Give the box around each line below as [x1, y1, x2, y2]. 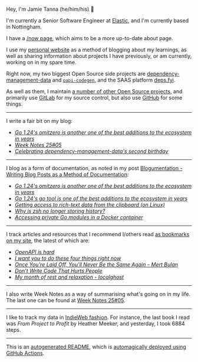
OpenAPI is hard [14, 249, 55, 255]
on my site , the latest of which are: [6, 237, 90, 244]
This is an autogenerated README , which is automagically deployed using [6, 343, 187, 350]
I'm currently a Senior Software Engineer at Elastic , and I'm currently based [6, 17, 189, 24]
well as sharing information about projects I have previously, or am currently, [6, 53, 192, 59]
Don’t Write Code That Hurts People [14, 268, 103, 274]
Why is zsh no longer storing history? [14, 207, 105, 214]
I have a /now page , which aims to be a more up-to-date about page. [6, 35, 174, 41]
